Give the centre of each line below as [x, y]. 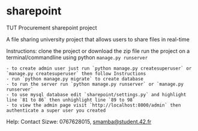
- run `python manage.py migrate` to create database [75, 79]
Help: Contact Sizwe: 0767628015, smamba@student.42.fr [79, 121]
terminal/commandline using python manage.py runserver [77, 57]
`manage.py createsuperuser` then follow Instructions [76, 73]
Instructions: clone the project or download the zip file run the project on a [98, 51]
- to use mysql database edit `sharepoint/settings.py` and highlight [96, 94]
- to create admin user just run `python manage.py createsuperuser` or [99, 68]
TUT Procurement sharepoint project [52, 28]
